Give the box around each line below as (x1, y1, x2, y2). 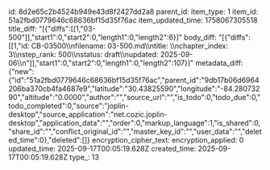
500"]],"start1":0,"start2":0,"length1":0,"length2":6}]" (8, 32, 183, 42)
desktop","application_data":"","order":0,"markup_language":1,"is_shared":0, (8, 118, 261, 127)
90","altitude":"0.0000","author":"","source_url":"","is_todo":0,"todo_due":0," (8, 93, 261, 102)
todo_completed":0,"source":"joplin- (8, 101, 129, 110)
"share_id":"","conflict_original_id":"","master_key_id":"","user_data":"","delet (8, 126, 262, 136)
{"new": (8, 67, 35, 76)
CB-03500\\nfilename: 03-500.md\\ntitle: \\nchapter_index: (31, 41, 228, 51)
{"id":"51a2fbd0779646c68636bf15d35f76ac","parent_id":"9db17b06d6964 (8, 76, 260, 85)
